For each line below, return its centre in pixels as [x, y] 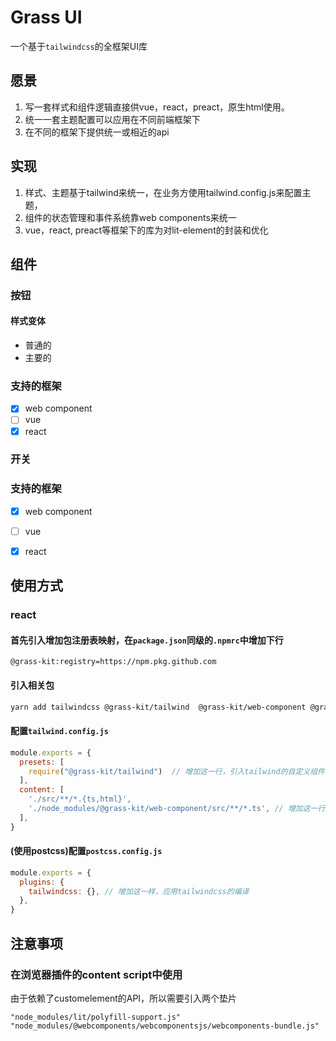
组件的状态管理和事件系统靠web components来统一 [130, 217]
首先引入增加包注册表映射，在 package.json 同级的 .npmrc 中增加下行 [147, 640]
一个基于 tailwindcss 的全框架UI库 [79, 46]
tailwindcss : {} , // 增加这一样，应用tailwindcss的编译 [139, 891]
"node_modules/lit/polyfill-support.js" [96, 1017]
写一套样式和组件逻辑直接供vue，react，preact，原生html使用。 [157, 107]
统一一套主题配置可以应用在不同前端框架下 [112, 119]
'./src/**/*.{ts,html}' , [80, 799]
